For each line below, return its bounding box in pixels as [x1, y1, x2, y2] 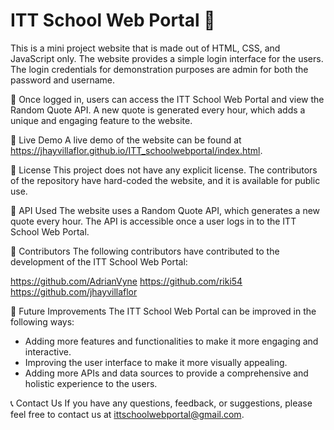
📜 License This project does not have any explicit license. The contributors [10, 164, 318, 176]
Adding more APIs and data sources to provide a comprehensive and [24, 367, 309, 379]
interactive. [24, 345, 72, 358]
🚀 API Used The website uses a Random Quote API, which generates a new [10, 204, 321, 216]
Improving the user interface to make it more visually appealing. [24, 356, 288, 368]
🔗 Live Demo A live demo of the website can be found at [10, 134, 242, 146]
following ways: [10, 315, 75, 328]
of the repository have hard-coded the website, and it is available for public [10, 174, 321, 186]
